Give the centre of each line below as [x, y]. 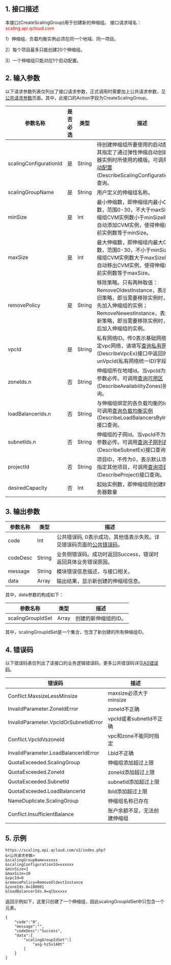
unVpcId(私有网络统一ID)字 [129, 361]
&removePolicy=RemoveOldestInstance [44, 883]
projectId [19, 466]
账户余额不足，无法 [131, 811]
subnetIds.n [22, 442]
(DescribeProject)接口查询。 [131, 475]
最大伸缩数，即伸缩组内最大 [130, 242]
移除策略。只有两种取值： [127, 283]
